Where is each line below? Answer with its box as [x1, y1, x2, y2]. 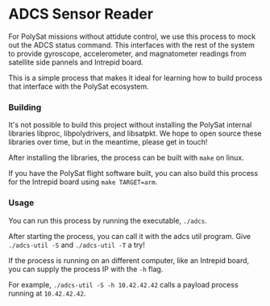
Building [8, 102, 42, 113]
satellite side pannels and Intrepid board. [8, 57, 143, 67]
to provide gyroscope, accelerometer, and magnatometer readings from [8, 48, 247, 58]
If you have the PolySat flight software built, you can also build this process [8, 169, 259, 178]
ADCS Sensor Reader [8, 5, 154, 23]
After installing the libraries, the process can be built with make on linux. [8, 153, 244, 162]
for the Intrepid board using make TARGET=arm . [8, 177, 158, 187]
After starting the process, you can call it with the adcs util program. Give [8, 231, 251, 241]
